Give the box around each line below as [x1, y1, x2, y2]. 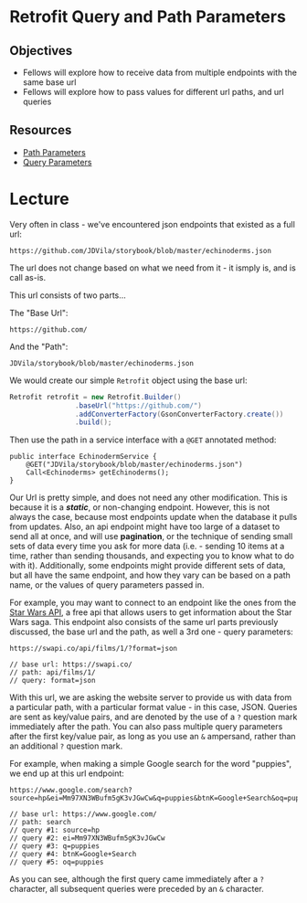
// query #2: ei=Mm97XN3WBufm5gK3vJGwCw [9, 834, 166, 843]
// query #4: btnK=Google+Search [9, 850, 137, 859]
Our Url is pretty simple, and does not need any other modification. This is [9, 492, 288, 504]
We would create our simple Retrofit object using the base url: [9, 375, 249, 386]
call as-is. [9, 271, 47, 282]
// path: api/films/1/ [9, 668, 96, 677]
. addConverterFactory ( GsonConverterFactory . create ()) [74, 409, 284, 419]
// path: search [9, 818, 71, 827]
